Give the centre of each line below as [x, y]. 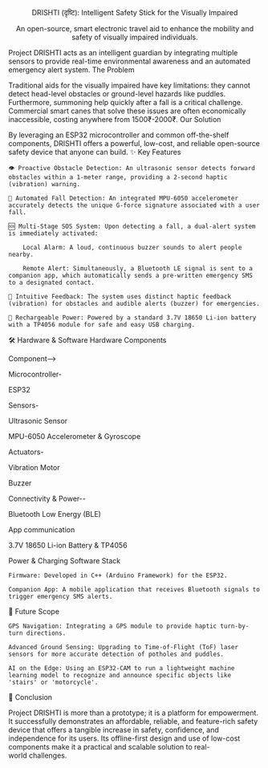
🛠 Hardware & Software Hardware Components [87, 340]
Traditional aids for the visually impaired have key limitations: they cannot [130, 85]
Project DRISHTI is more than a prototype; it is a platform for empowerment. [134, 713]
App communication [42, 530]
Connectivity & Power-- [47, 498]
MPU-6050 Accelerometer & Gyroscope [75, 436]
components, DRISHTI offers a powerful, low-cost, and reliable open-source [134, 143]
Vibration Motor [34, 467]
